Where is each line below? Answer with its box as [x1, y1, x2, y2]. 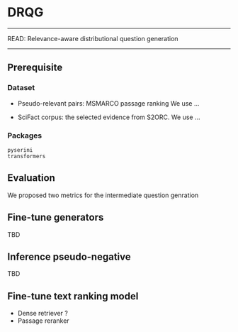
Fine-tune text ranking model [7, 290, 139, 302]
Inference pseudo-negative [7, 250, 131, 262]
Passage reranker [17, 316, 69, 325]
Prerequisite [7, 62, 63, 74]
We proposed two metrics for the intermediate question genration [7, 191, 199, 199]
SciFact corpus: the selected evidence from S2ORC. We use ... [17, 113, 200, 121]
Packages [7, 131, 42, 140]
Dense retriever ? [17, 309, 69, 318]
